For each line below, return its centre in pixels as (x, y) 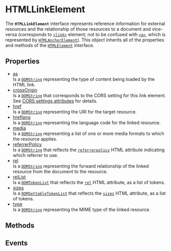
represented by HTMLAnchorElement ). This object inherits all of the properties (85, 40)
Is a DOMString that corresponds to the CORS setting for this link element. (89, 95)
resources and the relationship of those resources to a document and (78, 29)
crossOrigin (25, 90)
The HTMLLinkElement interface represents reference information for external (85, 24)
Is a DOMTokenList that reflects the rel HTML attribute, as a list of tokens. (89, 182)
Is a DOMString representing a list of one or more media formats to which (88, 133)
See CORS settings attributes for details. (55, 101)
